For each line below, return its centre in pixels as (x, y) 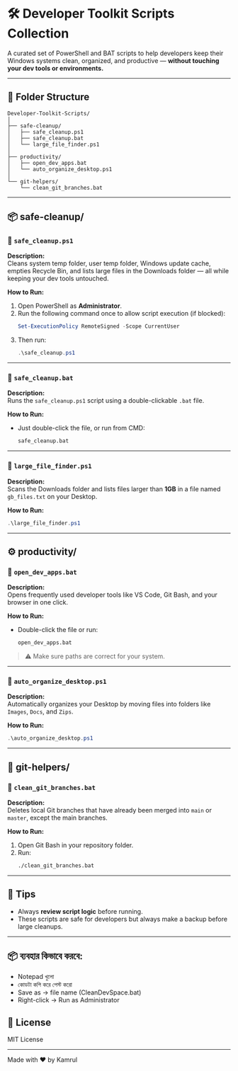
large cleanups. (40, 926)
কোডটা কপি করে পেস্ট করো (45, 985)
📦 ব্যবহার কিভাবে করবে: (45, 956)
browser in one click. (38, 602)
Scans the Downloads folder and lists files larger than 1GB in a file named (114, 488)
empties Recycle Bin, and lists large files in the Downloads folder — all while (118, 271)
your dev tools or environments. (56, 68)
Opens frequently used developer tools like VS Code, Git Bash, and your (113, 595)
